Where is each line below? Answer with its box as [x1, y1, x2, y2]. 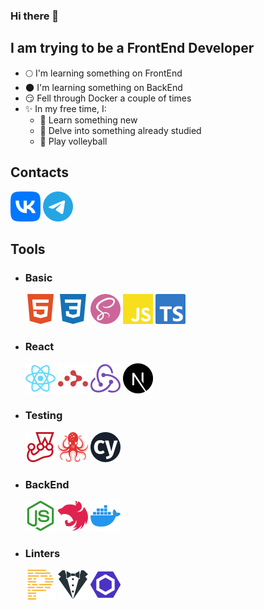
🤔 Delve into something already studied [39, 124, 202, 136]
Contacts [10, 164, 70, 181]
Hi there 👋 [10, 9, 60, 23]
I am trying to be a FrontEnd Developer [10, 40, 255, 57]
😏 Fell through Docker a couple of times [24, 92, 192, 104]
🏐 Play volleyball [39, 135, 108, 147]
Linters [24, 547, 61, 561]
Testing [24, 409, 63, 423]
